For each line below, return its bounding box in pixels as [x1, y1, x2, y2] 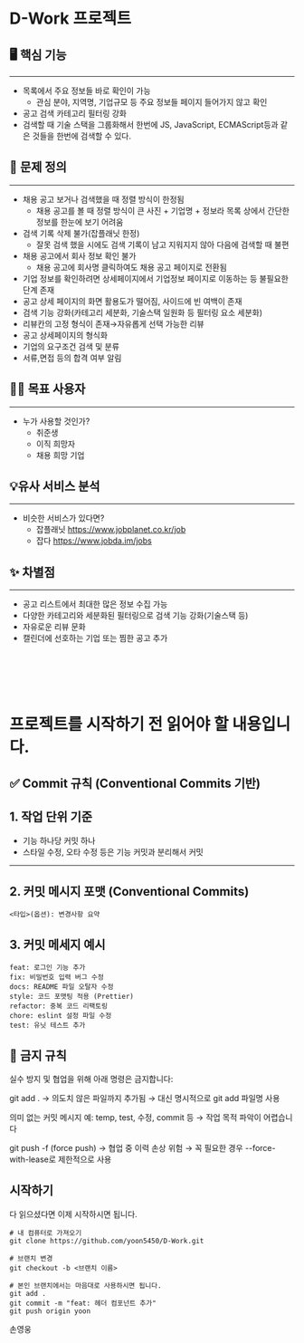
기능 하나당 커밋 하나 [22, 835, 96, 846]
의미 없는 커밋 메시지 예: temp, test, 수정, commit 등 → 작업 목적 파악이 [9, 1112, 262, 1123]
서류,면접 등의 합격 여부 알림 [22, 352, 122, 363]
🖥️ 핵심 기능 [9, 47, 67, 62]
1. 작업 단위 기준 [9, 810, 93, 825]
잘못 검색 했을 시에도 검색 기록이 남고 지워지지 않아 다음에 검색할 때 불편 [35, 239, 290, 250]
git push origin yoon [9, 1306, 91, 1316]
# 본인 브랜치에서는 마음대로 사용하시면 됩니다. [9, 1281, 162, 1290]
